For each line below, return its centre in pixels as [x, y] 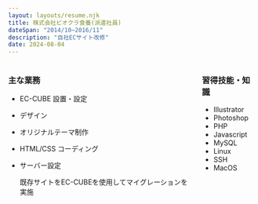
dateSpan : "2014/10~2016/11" [56, 30]
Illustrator [229, 110]
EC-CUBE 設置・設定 [53, 99]
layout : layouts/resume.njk [54, 15]
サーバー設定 [40, 166]
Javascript [231, 135]
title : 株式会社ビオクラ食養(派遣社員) [65, 23]
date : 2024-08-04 [36, 45]
